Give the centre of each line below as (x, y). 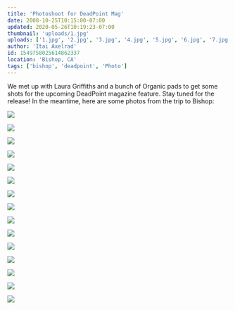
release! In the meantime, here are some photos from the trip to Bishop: (111, 101)
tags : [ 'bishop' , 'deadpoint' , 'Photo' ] (68, 66)
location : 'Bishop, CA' (42, 60)
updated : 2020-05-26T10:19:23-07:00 (61, 27)
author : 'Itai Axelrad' (42, 46)
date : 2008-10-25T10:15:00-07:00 (56, 20)
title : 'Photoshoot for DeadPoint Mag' (66, 14)
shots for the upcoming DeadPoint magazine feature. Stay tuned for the (111, 93)
